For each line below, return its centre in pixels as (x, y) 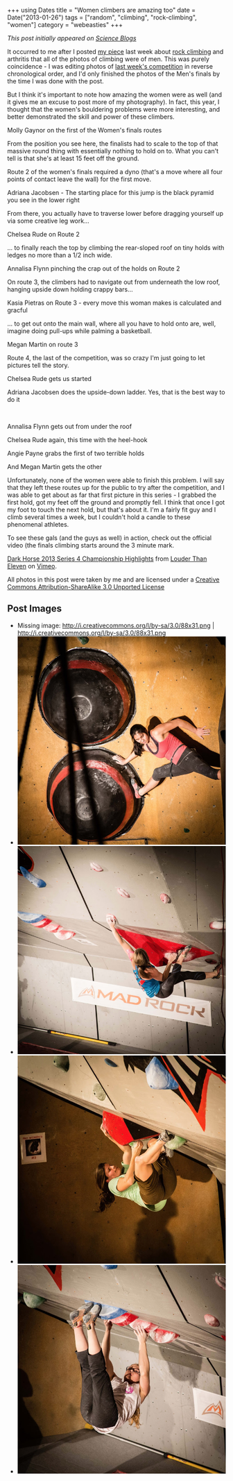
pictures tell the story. (38, 365)
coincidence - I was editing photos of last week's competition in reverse (110, 66)
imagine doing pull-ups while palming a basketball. (80, 331)
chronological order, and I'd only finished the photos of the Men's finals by (114, 74)
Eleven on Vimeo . (32, 566)
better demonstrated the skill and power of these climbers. (91, 117)
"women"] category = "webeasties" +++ (65, 25)
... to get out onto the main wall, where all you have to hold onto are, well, (112, 323)
